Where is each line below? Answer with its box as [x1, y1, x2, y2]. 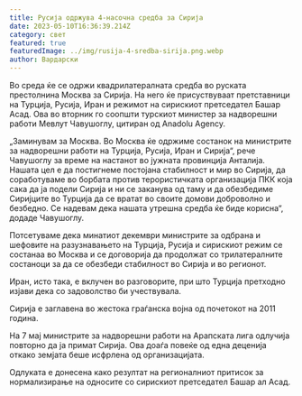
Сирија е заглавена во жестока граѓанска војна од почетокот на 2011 [9, 303, 277, 314]
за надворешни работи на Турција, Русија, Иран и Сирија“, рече [9, 145, 256, 156]
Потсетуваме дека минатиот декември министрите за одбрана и [9, 230, 261, 240]
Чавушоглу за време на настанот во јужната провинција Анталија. [9, 155, 266, 165]
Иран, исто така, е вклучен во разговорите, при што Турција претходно [9, 276, 286, 287]
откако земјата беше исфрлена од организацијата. [9, 349, 205, 360]
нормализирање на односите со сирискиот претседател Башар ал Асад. [9, 376, 291, 387]
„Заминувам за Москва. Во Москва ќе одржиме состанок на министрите [9, 136, 292, 146]
